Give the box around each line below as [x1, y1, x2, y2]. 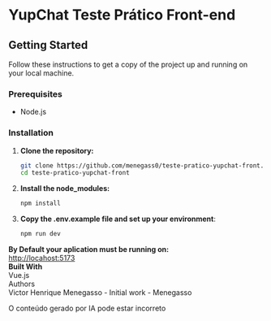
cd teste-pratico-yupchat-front [19, 169, 130, 177]
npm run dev [19, 230, 61, 238]
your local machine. [8, 68, 75, 78]
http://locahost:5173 [8, 254, 75, 263]
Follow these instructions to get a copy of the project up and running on [8, 59, 248, 69]
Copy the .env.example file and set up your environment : [19, 214, 217, 224]
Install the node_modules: [19, 184, 110, 193]
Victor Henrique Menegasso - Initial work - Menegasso [8, 288, 192, 297]
